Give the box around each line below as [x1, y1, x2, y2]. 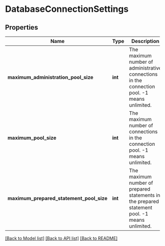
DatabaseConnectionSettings [5, 3, 129, 15]
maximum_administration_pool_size [7, 74, 94, 81]
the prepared [129, 198, 159, 205]
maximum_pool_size [7, 134, 56, 141]
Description [131, 38, 160, 44]
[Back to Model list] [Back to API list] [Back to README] [5, 236, 118, 241]
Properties [5, 23, 38, 32]
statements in [129, 192, 161, 199]
